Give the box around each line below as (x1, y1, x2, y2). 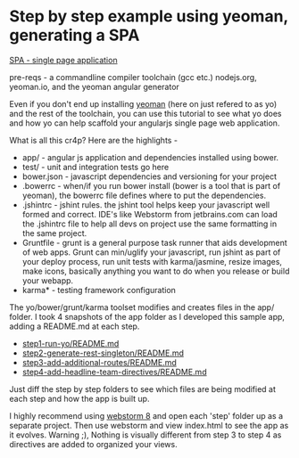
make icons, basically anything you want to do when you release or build (21, 266, 290, 276)
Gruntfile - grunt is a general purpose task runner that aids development (21, 237, 287, 248)
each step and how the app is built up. (9, 393, 150, 404)
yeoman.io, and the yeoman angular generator (9, 81, 180, 92)
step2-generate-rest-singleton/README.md (21, 348, 185, 358)
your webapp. (21, 274, 74, 286)
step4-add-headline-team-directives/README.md (21, 366, 207, 377)
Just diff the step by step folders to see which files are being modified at (9, 383, 277, 394)
